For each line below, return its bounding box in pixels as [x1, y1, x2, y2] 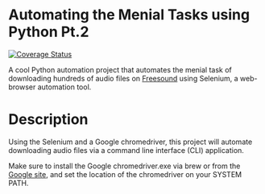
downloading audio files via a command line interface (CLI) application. [8, 145, 244, 155]
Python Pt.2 [8, 23, 89, 41]
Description [8, 110, 89, 129]
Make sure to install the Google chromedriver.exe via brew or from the [8, 161, 241, 171]
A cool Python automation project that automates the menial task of [8, 64, 232, 74]
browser [8, 82, 36, 92]
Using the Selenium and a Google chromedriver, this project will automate [8, 137, 253, 147]
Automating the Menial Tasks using [8, 6, 251, 24]
